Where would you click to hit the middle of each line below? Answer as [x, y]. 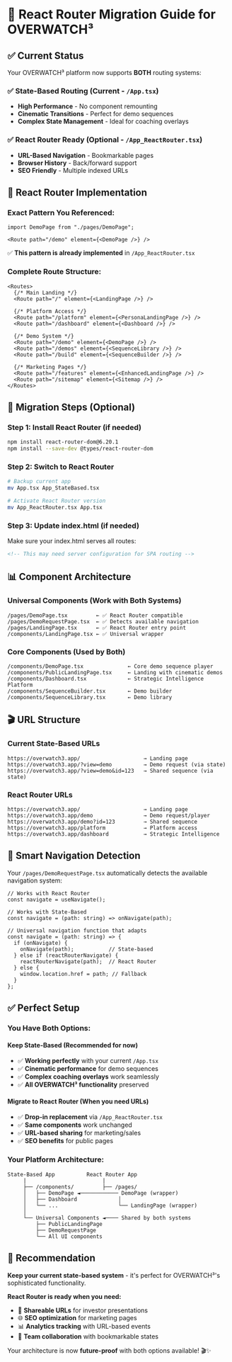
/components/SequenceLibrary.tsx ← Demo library [90, 697]
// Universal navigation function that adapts [77, 931]
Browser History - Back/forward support [77, 163]
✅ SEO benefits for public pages [65, 1141]
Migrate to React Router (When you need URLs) [78, 1101]
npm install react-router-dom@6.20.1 [63, 442]
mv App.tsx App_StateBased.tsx [53, 488]
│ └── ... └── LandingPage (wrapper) [110, 1205]
